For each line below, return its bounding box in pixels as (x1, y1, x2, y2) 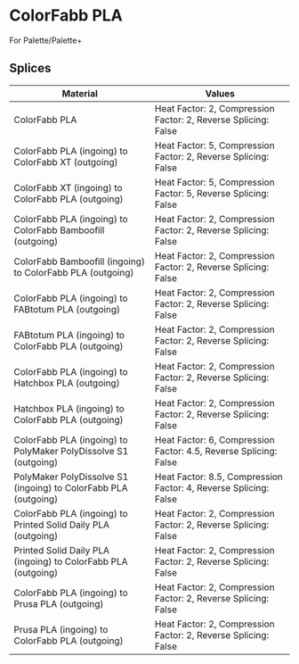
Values (205, 87, 236, 99)
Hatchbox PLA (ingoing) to (13, 403, 125, 415)
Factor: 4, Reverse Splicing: (154, 481, 270, 494)
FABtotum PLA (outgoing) (13, 303, 120, 315)
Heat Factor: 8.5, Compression (154, 470, 283, 483)
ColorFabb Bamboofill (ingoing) (13, 255, 145, 268)
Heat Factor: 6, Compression (154, 434, 275, 446)
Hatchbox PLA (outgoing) (13, 377, 120, 389)
